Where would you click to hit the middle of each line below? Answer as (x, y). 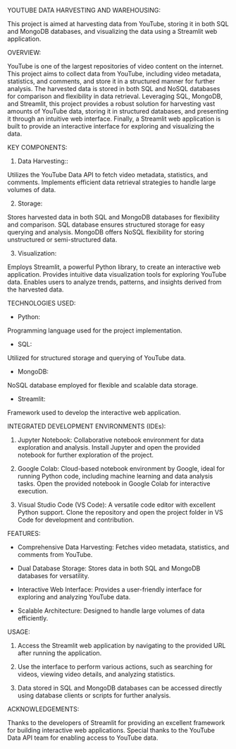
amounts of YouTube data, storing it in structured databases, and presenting (118, 111)
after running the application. (60, 653)
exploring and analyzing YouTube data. (74, 597)
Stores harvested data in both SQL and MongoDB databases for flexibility (113, 217)
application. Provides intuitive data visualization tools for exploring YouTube (117, 274)
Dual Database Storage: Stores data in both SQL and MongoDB (109, 568)
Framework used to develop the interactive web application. (94, 413)
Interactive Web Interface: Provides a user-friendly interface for (110, 589)
